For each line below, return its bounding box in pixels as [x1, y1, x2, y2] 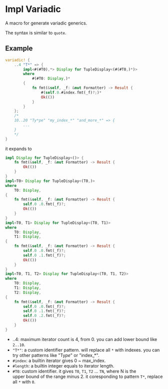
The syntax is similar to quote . [5, 29, 66, 35]
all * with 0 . [12, 378, 36, 384]
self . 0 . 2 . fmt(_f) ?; [23, 313, 66, 318]
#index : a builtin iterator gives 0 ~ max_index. [12, 357, 106, 363]
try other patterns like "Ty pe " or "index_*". [12, 352, 99, 358]
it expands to [5, 145, 32, 151]
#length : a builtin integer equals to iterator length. [12, 362, 114, 368]
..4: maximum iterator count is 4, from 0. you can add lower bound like [12, 336, 157, 342]
